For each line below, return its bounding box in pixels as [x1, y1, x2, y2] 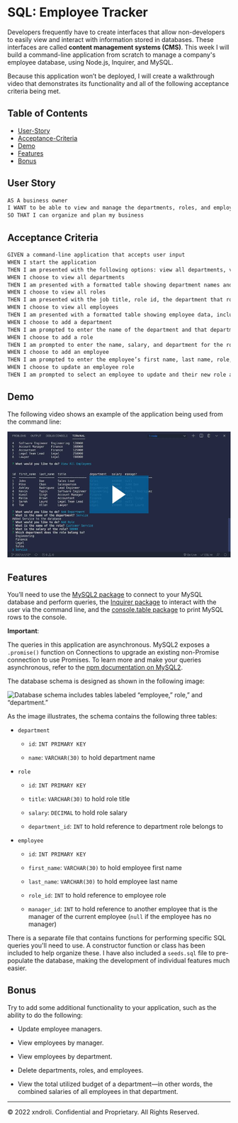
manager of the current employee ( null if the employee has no [28, 913, 212, 920]
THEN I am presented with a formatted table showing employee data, [7, 311, 214, 318]
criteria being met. [7, 87, 61, 95]
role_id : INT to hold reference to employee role [28, 891, 166, 899]
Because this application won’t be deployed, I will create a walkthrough [7, 72, 215, 80]
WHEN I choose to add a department [7, 318, 113, 326]
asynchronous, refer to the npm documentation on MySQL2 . [7, 663, 183, 672]
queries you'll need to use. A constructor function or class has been [7, 941, 205, 950]
